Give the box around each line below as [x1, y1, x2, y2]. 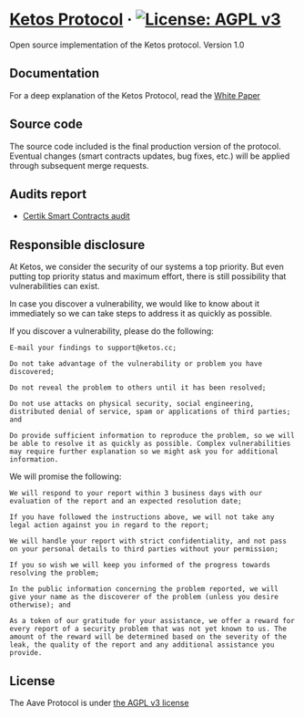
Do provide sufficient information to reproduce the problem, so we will [9, 431, 296, 441]
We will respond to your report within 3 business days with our [9, 489, 262, 498]
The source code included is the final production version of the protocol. [9, 140, 281, 151]
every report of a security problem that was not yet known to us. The [9, 625, 287, 634]
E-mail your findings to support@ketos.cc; [9, 343, 177, 353]
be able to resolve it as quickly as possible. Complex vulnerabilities [9, 439, 291, 449]
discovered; [9, 368, 55, 377]
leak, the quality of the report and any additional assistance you [9, 640, 275, 649]
